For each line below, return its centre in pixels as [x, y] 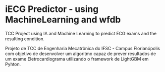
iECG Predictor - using [52, 9]
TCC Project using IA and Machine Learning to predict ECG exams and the [81, 33]
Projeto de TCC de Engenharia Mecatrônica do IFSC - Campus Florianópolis [82, 48]
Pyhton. [13, 64]
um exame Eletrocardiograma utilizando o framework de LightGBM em [77, 59]
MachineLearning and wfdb [63, 20]
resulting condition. [25, 39]
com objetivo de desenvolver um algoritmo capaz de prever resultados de [81, 54]
